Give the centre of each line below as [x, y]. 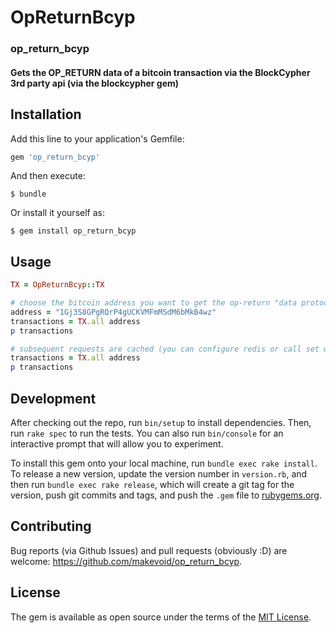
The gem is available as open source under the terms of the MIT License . [161, 617]
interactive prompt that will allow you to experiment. [117, 444]
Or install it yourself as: [57, 213]
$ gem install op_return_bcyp [73, 231]
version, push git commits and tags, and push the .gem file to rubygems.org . [166, 495]
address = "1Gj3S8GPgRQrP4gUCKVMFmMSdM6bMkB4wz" [113, 312]
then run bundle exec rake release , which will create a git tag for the [152, 485]
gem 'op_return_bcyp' [55, 157]
